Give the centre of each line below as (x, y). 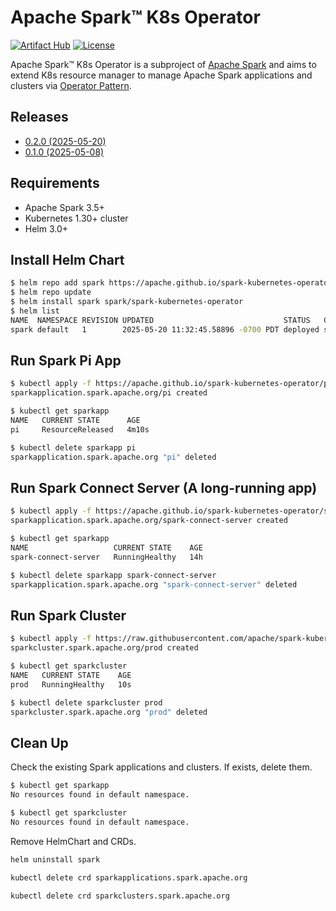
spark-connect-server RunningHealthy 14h (106, 557)
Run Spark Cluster (68, 615)
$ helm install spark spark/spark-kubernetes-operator (127, 302)
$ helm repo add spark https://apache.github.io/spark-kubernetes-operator (171, 283)
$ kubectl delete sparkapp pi (73, 447)
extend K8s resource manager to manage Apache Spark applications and (161, 75)
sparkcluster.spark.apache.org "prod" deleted (109, 712)
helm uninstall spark (55, 859)
